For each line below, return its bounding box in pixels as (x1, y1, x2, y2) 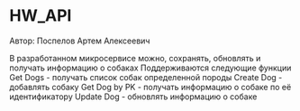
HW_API (9, 5, 72, 26)
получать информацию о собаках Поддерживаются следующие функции (9, 62, 292, 73)
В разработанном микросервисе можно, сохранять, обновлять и (9, 52, 261, 63)
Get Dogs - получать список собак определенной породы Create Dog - (9, 71, 283, 82)
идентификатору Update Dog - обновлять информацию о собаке (9, 91, 258, 102)
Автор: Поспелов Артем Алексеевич (9, 35, 150, 46)
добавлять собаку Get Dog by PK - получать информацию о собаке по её (9, 81, 292, 92)
